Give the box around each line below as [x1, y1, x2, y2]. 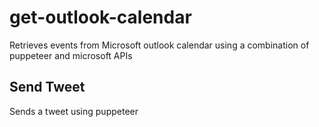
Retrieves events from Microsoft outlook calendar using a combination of [9, 39, 310, 51]
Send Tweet [9, 79, 86, 96]
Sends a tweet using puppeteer [9, 105, 139, 117]
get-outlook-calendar [9, 6, 192, 29]
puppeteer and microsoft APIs [9, 49, 133, 61]
